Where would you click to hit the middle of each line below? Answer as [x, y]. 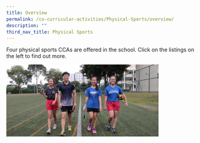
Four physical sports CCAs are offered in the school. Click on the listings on [100, 50]
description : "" [27, 25]
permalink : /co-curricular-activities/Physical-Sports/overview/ [90, 19]
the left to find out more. [36, 56]
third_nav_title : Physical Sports [50, 32]
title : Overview [27, 13]
